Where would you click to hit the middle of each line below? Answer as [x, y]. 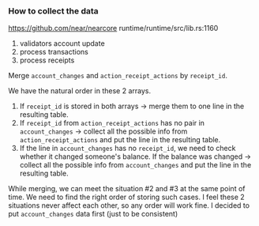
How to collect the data [53, 11]
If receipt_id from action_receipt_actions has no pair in [112, 123]
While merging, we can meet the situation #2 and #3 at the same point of [127, 189]
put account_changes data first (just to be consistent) [93, 214]
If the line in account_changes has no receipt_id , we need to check [128, 149]
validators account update [62, 43]
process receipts [47, 60]
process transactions [54, 52]
